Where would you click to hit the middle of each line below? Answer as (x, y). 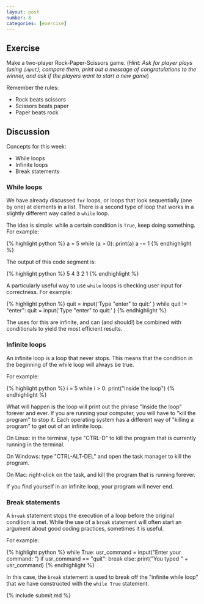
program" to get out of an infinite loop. (55, 426)
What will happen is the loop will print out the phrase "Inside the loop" (94, 407)
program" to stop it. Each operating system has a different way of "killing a (100, 419)
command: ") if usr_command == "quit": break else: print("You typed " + (97, 558)
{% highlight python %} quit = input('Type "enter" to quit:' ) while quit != (97, 304)
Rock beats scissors (40, 100)
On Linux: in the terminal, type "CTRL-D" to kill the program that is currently (101, 438)
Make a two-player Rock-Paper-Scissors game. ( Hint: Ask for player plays (100, 63)
